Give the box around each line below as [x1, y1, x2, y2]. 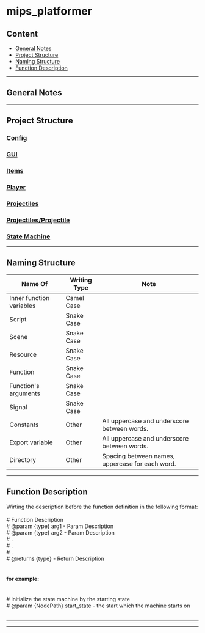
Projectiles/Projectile [6, 216, 70, 224]
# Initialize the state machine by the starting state [6, 595, 130, 602]
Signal [9, 403, 27, 411]
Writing [70, 276, 92, 284]
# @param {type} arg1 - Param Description [6, 522, 114, 530]
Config [6, 134, 27, 142]
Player [6, 183, 26, 191]
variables [9, 301, 36, 310]
